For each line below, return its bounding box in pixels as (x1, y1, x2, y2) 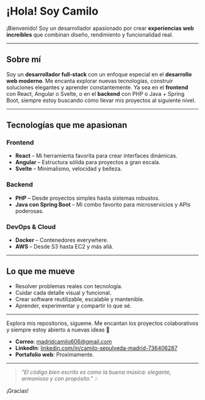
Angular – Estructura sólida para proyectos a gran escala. (15, 159, 160, 166)
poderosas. (15, 207, 44, 214)
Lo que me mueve (6, 266, 75, 277)
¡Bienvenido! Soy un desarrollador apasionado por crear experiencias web (6, 24, 194, 32)
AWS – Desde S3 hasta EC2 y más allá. (15, 243, 114, 250)
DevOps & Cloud (6, 222, 56, 231)
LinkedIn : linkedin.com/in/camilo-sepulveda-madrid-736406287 (15, 344, 178, 352)
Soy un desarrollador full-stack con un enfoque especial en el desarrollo (6, 70, 192, 78)
